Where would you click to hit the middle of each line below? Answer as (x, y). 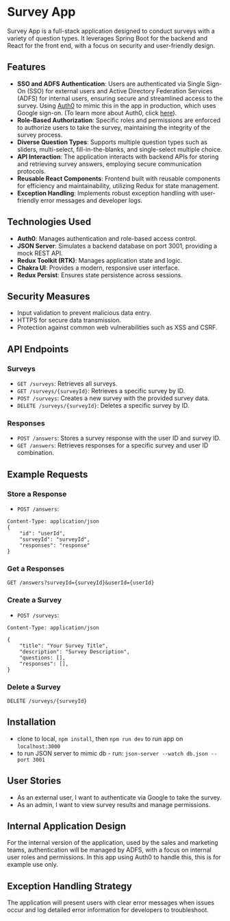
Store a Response (37, 493)
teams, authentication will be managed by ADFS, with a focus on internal (110, 850)
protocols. (31, 171)
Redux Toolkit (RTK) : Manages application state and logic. (100, 260)
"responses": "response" (55, 546)
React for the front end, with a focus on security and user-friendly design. (111, 45)
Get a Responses (36, 568)
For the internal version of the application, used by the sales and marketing (113, 843)
